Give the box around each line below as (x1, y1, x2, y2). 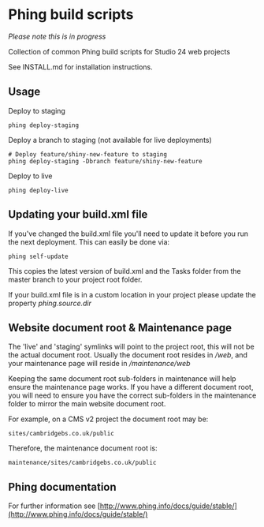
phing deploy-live (8, 186, 69, 194)
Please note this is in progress (8, 32, 106, 41)
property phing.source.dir (8, 298, 92, 308)
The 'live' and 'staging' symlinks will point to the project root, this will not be (8, 342, 255, 352)
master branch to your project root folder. (8, 275, 143, 284)
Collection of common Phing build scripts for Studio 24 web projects (8, 47, 231, 56)
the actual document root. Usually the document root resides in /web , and (8, 350, 248, 360)
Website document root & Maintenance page (8, 321, 232, 335)
